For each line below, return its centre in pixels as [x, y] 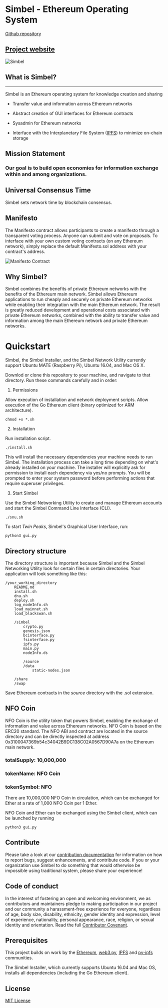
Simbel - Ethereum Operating [67, 9]
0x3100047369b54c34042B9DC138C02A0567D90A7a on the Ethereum [79, 741]
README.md [24, 587]
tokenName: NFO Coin [33, 773]
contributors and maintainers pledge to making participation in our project [81, 903]
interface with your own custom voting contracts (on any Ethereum [74, 240]
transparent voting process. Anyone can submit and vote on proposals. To [81, 235]
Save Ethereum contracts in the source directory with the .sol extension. [79, 693]
